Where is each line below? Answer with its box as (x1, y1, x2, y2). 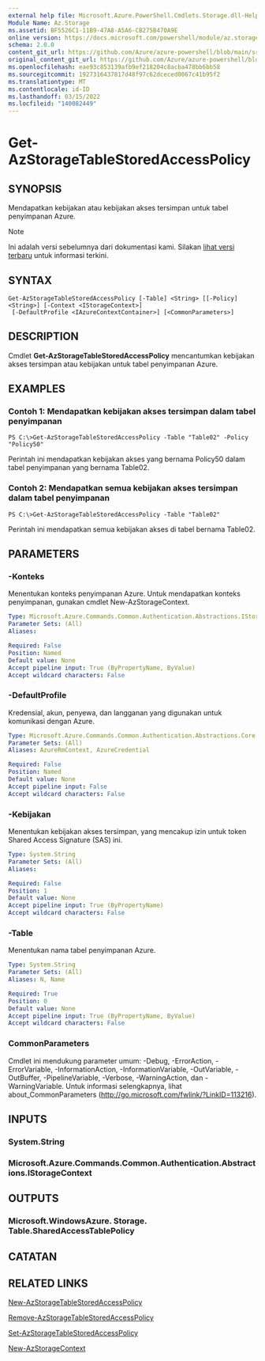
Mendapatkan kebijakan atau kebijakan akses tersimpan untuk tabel (8, 203, 229, 213)
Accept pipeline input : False (8, 783, 108, 790)
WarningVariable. (8, 1081, 65, 1090)
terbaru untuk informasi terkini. (8, 251, 109, 260)
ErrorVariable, (8, 1064, 54, 1074)
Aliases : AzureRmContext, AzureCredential (8, 746, 150, 754)
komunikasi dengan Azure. (8, 716, 95, 726)
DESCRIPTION (8, 330, 79, 343)
